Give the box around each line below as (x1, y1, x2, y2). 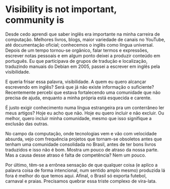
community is (5, 14, 64, 26)
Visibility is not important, (5, 4, 117, 15)
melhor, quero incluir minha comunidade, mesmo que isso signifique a (5, 115, 152, 121)
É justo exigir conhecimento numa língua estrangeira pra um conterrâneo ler (5, 104, 164, 110)
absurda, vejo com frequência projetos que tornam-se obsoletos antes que (5, 136, 162, 142)
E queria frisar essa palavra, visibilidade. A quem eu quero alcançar (5, 79, 147, 85)
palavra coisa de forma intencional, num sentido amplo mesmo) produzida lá (5, 167, 165, 173)
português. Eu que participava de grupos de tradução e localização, (5, 58, 148, 64)
